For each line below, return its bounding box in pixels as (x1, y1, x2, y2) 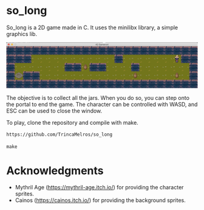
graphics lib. (6, 30, 38, 37)
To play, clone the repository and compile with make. (6, 119, 138, 126)
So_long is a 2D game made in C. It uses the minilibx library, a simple (6, 24, 178, 31)
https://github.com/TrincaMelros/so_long (6, 131, 113, 138)
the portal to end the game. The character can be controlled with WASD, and (6, 100, 198, 108)
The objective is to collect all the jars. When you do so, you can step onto (6, 94, 190, 101)
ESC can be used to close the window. (6, 107, 103, 114)
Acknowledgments (6, 164, 104, 177)
